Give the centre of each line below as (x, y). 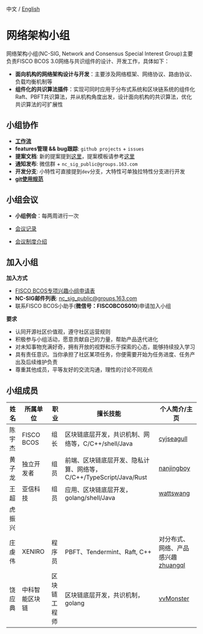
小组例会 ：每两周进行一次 (47, 215)
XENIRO (33, 552)
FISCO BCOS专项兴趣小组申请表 (55, 291)
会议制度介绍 (31, 241)
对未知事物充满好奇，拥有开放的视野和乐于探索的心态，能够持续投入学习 (105, 347)
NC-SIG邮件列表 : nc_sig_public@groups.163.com (76, 298)
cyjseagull (173, 439)
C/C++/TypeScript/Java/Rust (106, 478)
